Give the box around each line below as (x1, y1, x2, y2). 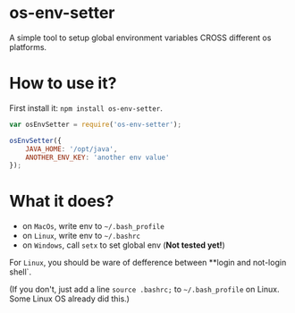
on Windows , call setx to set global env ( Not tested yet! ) (21, 240, 225, 250)
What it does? (9, 191, 114, 212)
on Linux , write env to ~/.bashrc (21, 231, 141, 241)
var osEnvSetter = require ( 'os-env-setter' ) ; (9, 120, 181, 129)
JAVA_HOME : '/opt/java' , (25, 144, 118, 154)
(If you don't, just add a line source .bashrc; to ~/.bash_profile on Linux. (9, 284, 280, 295)
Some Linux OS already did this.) (9, 293, 130, 304)
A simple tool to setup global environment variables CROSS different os (9, 32, 272, 43)
